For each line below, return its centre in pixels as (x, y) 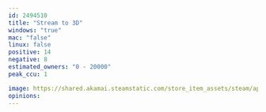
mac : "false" (30, 37)
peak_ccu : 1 (28, 74)
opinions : (25, 95)
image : (19, 88)
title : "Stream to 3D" (46, 23)
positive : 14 (30, 52)
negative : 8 (28, 60)
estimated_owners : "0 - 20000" (60, 67)
